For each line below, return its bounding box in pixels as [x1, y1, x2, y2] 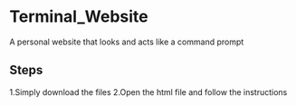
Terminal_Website [9, 6, 148, 27]
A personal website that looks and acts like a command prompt [9, 36, 244, 47]
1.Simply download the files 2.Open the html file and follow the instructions [9, 86, 288, 97]
